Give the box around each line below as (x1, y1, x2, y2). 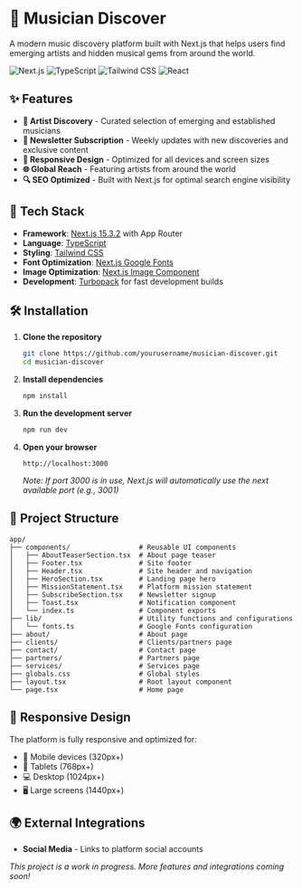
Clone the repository (22, 332, 102, 343)
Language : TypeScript (22, 237, 107, 248)
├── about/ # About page (9, 629, 188, 638)
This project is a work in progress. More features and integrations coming (9, 861, 285, 872)
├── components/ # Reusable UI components (9, 543, 237, 552)
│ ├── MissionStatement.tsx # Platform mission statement (9, 582, 253, 591)
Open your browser (22, 441, 98, 452)
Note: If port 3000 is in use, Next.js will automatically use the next (22, 475, 269, 486)
